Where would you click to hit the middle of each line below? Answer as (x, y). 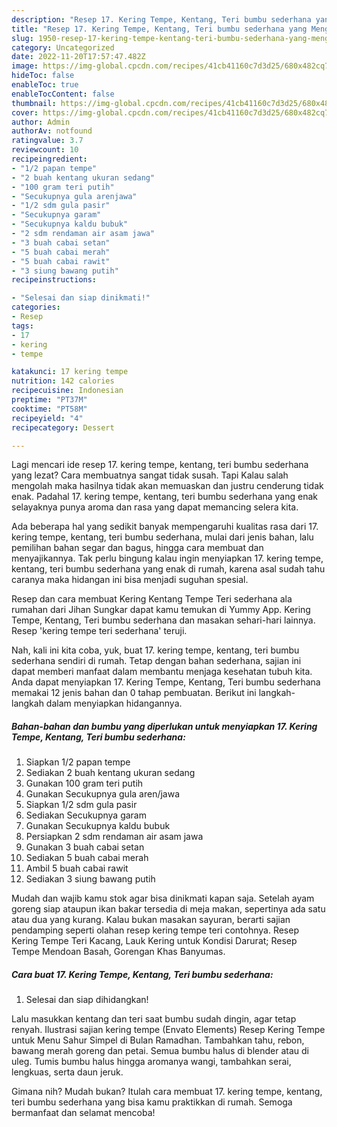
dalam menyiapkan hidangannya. (114, 703)
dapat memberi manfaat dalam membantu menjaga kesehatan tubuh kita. (162, 672)
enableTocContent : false (63, 94)
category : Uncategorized (63, 47)
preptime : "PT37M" (49, 400)
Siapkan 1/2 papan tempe (78, 762)
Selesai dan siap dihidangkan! (87, 1000)
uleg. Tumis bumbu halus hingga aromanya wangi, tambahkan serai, (151, 1062)
